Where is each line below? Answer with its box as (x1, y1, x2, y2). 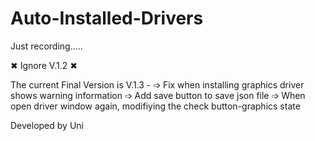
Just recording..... (10, 40, 83, 52)
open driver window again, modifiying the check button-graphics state (10, 100, 301, 112)
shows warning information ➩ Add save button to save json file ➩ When (10, 89, 306, 101)
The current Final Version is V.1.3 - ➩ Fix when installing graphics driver (10, 78, 305, 91)
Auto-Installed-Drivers (10, 7, 204, 30)
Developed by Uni (10, 119, 84, 131)
